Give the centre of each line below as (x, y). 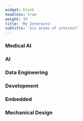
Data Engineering (27, 72)
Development (22, 86)
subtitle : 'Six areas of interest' (42, 28)
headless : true (21, 14)
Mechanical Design (29, 113)
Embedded (19, 99)
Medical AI (18, 46)
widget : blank (20, 10)
